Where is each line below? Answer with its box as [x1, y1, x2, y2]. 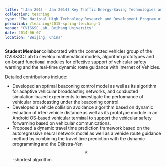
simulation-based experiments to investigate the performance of [12, 93, 144, 99]
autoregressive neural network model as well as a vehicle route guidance [12, 130, 161, 136]
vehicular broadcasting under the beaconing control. [12, 99, 120, 105]
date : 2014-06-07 [5, 30, 41, 35]
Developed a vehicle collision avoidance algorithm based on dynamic [12, 104, 153, 110]
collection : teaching [5, 12, 50, 17]
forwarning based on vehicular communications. [12, 120, 111, 126]
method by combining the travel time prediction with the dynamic [12, 135, 145, 141]
